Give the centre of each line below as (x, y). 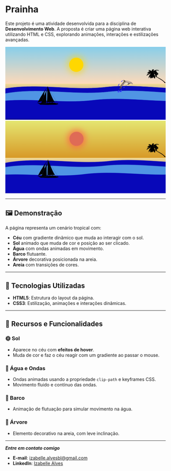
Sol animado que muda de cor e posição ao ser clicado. (71, 243)
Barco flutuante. (30, 254)
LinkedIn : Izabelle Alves (38, 463)
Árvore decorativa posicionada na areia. (55, 259)
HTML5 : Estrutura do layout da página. (53, 298)
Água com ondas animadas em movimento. (58, 248)
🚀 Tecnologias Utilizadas (45, 285)
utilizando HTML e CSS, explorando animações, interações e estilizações (82, 34)
